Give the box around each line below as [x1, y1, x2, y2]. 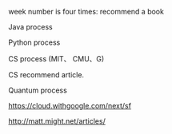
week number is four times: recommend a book [8, 7, 164, 16]
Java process [8, 22, 54, 31]
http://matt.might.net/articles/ [8, 116, 106, 126]
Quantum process [8, 85, 68, 95]
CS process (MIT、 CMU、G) [8, 54, 105, 63]
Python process [8, 37, 61, 47]
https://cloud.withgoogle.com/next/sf [8, 101, 132, 110]
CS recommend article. [8, 70, 85, 79]
